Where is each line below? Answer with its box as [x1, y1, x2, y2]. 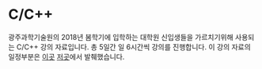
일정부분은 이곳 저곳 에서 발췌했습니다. [8, 52, 125, 61]
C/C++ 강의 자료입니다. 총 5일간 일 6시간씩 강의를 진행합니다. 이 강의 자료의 [16, 42, 251, 52]
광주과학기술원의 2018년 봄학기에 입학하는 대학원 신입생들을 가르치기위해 [8, 32, 234, 42]
